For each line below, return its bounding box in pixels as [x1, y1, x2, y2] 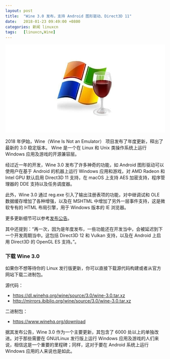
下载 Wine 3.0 [5, 252, 40, 259]
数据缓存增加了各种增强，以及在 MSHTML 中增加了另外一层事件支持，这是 [5, 198, 161, 204]
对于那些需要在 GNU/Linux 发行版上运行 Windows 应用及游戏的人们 [14, 336, 155, 342]
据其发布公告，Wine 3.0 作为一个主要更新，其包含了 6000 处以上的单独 [5, 329, 155, 335]
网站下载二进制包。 [5, 272, 46, 278]
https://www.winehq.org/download [12, 318, 86, 325]
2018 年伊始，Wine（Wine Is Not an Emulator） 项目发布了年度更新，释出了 [5, 138, 163, 144]
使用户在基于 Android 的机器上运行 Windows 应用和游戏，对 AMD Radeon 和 [5, 168, 165, 174]
